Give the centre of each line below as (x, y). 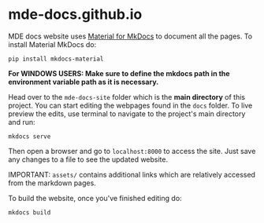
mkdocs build (30, 212)
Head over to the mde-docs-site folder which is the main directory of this (127, 97)
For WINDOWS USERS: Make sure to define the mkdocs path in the (119, 73)
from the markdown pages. (52, 183)
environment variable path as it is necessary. (84, 82)
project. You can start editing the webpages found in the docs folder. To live (130, 105)
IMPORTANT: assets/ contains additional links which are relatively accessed (132, 174)
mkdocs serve (30, 136)
